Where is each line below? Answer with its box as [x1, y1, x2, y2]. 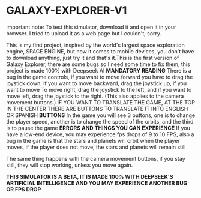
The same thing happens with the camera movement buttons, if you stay [6, 155, 185, 162]
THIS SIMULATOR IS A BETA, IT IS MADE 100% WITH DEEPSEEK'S [6, 173, 173, 180]
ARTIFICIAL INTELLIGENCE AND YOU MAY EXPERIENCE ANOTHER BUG [6, 179, 188, 187]
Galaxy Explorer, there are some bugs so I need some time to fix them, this [6, 61, 190, 68]
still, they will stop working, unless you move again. [6, 161, 133, 169]
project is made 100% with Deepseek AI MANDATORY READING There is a [6, 67, 192, 74]
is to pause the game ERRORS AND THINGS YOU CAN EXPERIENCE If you [6, 124, 190, 131]
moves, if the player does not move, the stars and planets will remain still [6, 143, 186, 151]
